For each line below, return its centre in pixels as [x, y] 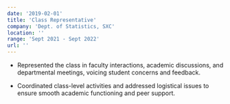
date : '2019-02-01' [35, 13]
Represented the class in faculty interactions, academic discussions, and [120, 65]
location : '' [26, 33]
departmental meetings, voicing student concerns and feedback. [109, 72]
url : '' [18, 45]
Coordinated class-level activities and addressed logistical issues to [113, 86]
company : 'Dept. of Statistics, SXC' [61, 26]
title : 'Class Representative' [52, 20]
